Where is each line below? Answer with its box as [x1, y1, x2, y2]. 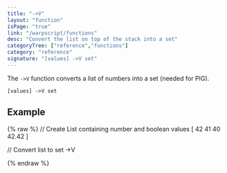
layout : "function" [7, 17, 64, 24]
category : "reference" [7, 49, 73, 56]
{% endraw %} [7, 158, 50, 167]
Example [7, 107, 46, 118]
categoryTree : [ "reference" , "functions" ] [7, 42, 129, 49]
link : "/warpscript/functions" [7, 29, 98, 37]
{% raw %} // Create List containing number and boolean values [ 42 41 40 [7, 125, 221, 133]
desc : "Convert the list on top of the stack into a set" [7, 36, 178, 43]
